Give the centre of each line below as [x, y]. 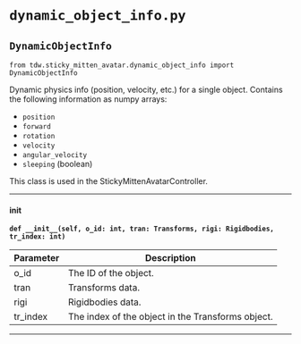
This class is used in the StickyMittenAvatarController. [109, 181]
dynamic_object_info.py [98, 16]
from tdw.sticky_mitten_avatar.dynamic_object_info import [122, 65]
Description [170, 258]
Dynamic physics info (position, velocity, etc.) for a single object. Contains [146, 89]
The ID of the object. [111, 273]
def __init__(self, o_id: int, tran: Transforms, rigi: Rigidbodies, [142, 229]
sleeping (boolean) [57, 164]
